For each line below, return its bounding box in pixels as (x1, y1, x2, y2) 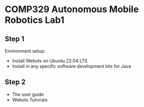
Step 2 (5, 78, 26, 87)
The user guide (12, 91, 44, 97)
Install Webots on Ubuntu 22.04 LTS (12, 58, 88, 64)
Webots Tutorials (12, 96, 48, 102)
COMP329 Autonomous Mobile (5, 4, 139, 15)
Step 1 (5, 34, 25, 43)
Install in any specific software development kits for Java (12, 63, 131, 69)
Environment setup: (5, 48, 46, 54)
